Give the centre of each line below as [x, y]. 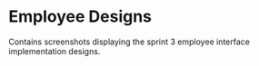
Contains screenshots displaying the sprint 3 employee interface [129, 42]
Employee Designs [80, 17]
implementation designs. [55, 51]
